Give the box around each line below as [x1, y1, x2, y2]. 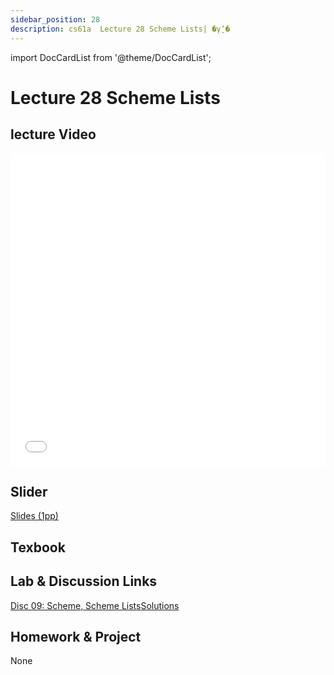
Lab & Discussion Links [10, 573, 158, 590]
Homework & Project [10, 628, 142, 645]
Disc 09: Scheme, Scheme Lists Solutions [10, 599, 180, 611]
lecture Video [10, 126, 97, 143]
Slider [10, 483, 48, 500]
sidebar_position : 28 [10, 14, 101, 25]
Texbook [10, 539, 66, 556]
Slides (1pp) [10, 510, 59, 522]
